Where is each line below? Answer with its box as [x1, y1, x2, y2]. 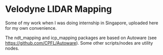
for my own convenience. [5, 25, 57, 31]
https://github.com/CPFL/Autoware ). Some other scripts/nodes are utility [5, 40, 153, 46]
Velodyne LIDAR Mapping [5, 3, 112, 15]
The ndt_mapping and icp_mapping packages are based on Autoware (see [5, 35, 157, 41]
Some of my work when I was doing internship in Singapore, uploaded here [5, 20, 159, 26]
